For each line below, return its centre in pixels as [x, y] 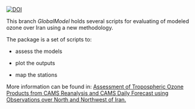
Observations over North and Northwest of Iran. [66, 100]
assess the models [39, 51]
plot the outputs [35, 63]
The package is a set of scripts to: [49, 39]
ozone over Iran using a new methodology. [60, 28]
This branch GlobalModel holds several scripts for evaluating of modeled [98, 21]
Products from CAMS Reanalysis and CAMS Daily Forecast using [87, 93]
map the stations [36, 75]
